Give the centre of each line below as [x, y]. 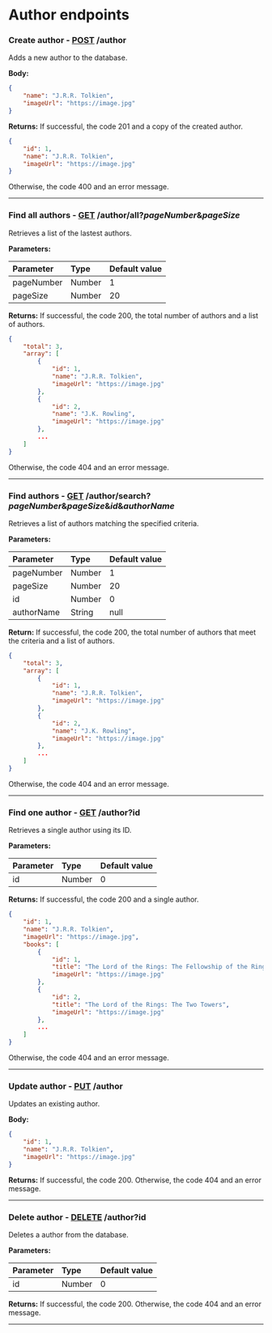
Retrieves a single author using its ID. [70, 830]
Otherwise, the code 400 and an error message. [89, 187]
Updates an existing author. [54, 1104]
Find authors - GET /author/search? [80, 495]
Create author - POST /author [68, 40]
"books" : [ [41, 945]
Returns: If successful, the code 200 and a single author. [104, 899]
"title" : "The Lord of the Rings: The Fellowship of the [150, 967]
